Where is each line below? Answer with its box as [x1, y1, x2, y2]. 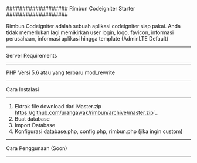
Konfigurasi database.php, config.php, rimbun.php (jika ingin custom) [14, 128, 183, 135]
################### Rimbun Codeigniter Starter [6, 5, 135, 12]
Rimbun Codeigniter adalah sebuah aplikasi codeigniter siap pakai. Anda [6, 23, 181, 29]
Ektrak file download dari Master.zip [14, 103, 101, 109]
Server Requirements [6, 52, 57, 59]
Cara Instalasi [6, 86, 39, 93]
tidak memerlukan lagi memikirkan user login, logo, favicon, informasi [6, 29, 174, 36]
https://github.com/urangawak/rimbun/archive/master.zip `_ [14, 109, 158, 116]
